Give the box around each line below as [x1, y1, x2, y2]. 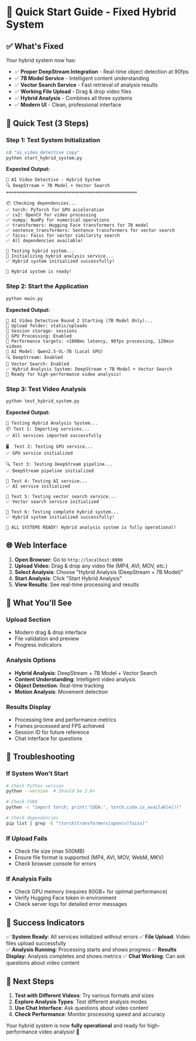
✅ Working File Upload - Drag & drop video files [14, 88, 132, 95]
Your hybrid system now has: [6, 57, 77, 63]
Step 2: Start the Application [6, 282, 89, 290]
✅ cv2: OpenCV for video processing [6, 212, 97, 218]
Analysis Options [6, 656, 56, 664]
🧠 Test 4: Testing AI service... [6, 478, 88, 484]
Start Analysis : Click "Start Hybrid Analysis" [14, 575, 122, 582]
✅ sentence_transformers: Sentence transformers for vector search [6, 227, 176, 234]
